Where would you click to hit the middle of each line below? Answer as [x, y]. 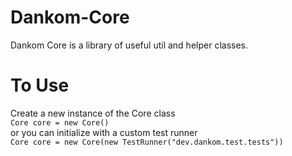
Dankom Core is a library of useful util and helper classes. [129, 45]
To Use [40, 85]
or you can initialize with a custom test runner [104, 132]
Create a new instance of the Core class [93, 113]
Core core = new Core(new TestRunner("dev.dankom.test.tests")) [147, 142]
